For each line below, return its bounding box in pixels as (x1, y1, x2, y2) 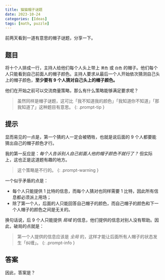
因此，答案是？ (5, 269, 35, 276)
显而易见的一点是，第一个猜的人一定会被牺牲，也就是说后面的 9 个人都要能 (5, 134, 157, 140)
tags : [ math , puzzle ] (5, 21, 50, 26)
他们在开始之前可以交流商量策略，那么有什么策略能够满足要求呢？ (5, 88, 138, 93)
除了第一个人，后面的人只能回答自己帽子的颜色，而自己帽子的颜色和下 (12, 200, 155, 206)
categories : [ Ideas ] (5, 16, 48, 21)
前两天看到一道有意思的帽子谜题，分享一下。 (5, 35, 96, 41)
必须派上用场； (21, 194, 52, 200)
